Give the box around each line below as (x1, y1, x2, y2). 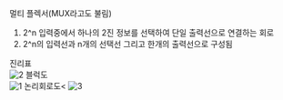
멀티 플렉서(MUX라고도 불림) (9, 8, 112, 18)
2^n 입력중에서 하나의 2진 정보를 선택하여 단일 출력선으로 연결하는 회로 (22, 27, 275, 38)
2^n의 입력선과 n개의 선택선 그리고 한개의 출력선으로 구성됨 (22, 39, 234, 49)
